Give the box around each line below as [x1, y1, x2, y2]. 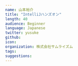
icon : [5, 40, 16, 45]
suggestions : [5, 53, 32, 59]
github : [5, 35, 21, 40]
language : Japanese [5, 26, 46, 31]
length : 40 [5, 16, 28, 21]
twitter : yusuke [5, 30, 39, 35]
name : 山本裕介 [5, 7, 34, 12]
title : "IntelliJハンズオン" [5, 12, 62, 17]
